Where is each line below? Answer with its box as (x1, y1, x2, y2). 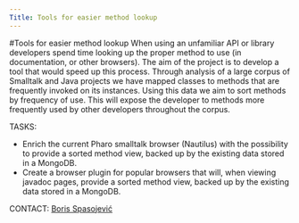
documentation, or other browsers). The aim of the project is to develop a (9, 56, 279, 67)
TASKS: (9, 121, 37, 132)
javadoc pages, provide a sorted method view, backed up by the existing (21, 176, 290, 187)
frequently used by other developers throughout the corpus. (9, 103, 230, 114)
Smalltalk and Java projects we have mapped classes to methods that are (9, 75, 279, 86)
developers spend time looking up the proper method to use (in (9, 46, 242, 58)
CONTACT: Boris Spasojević (9, 202, 113, 214)
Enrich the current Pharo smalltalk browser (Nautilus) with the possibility (21, 138, 288, 149)
